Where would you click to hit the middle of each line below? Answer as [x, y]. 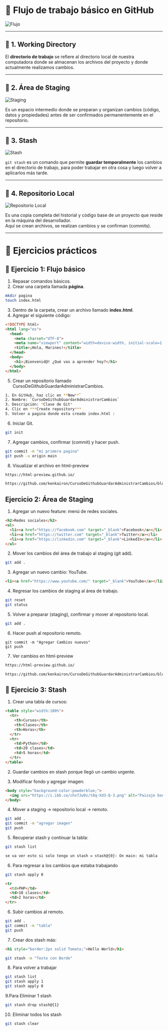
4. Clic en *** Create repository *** [43, 409]
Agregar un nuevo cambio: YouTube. [50, 572]
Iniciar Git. [23, 423]
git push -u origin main [31, 456]
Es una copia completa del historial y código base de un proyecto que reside [84, 215]
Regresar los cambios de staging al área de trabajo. [65, 591]
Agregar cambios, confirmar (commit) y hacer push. [66, 442]
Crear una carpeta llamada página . [48, 287]
